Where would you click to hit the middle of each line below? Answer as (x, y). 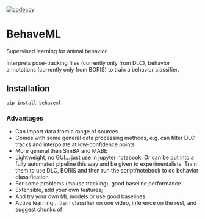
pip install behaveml (34, 103)
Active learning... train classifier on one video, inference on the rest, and (106, 203)
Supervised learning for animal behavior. (57, 51)
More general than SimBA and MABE (61, 151)
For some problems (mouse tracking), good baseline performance (98, 184)
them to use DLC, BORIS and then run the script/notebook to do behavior (107, 171)
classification (32, 177)
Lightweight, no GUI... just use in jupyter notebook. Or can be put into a (104, 158)
